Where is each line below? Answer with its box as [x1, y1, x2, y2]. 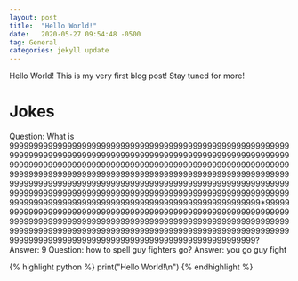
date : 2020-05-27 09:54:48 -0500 [9, 29, 141, 38]
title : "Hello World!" [9, 21, 98, 30]
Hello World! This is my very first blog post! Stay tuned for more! [9, 70, 245, 81]
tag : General [9, 37, 58, 47]
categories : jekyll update [9, 46, 109, 55]
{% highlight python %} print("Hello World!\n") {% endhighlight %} [9, 261, 254, 272]
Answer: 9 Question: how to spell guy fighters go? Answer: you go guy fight [9, 245, 287, 255]
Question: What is [9, 131, 75, 142]
